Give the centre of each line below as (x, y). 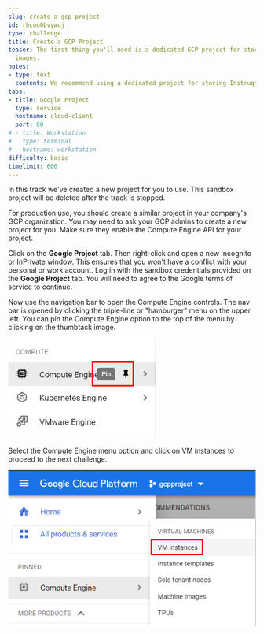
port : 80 (29, 125)
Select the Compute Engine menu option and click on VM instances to (121, 451)
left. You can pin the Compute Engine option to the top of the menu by (121, 319)
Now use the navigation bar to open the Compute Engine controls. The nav (129, 302)
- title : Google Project (49, 100)
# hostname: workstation (52, 150)
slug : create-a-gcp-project (54, 17)
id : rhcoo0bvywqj (37, 25)
